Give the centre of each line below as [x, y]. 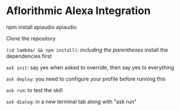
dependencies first [29, 56]
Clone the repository [31, 38]
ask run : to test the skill [34, 90]
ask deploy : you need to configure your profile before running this [86, 79]
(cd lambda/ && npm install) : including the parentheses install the [87, 50]
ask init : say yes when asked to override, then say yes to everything [90, 67]
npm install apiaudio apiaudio [41, 27]
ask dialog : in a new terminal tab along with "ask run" [71, 102]
